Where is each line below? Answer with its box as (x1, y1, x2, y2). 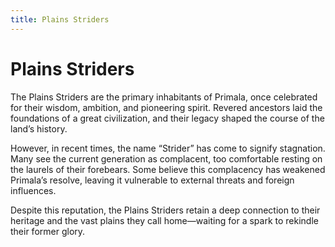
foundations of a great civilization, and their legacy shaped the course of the (10, 112, 325, 124)
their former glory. (10, 225, 86, 237)
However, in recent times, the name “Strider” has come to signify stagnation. (10, 142, 326, 154)
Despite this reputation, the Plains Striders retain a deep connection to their (10, 204, 321, 216)
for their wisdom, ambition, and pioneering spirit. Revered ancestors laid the (10, 101, 323, 113)
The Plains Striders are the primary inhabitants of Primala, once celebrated (10, 91, 318, 103)
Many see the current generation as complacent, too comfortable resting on (10, 152, 323, 165)
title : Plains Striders (10, 14, 110, 25)
